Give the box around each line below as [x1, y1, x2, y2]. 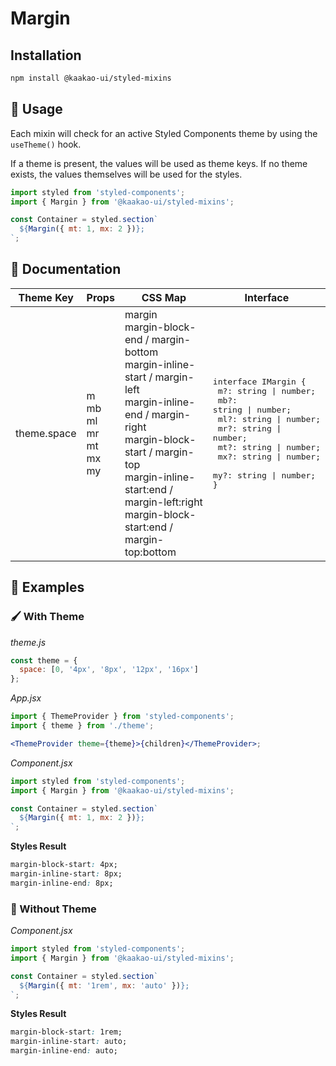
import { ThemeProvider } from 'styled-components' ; [10, 712, 235, 722]
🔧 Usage [10, 101, 63, 118]
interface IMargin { [212, 376, 307, 387]
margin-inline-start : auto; [10, 1037, 128, 1047]
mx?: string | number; [217, 451, 321, 462]
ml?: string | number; [217, 413, 321, 424]
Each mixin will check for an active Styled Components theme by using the [10, 127, 318, 139]
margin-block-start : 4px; [10, 860, 118, 870]
